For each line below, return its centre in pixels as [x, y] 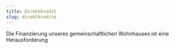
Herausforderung [27, 40]
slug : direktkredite [32, 17]
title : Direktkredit [32, 11]
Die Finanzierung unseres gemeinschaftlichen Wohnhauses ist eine [87, 33]
